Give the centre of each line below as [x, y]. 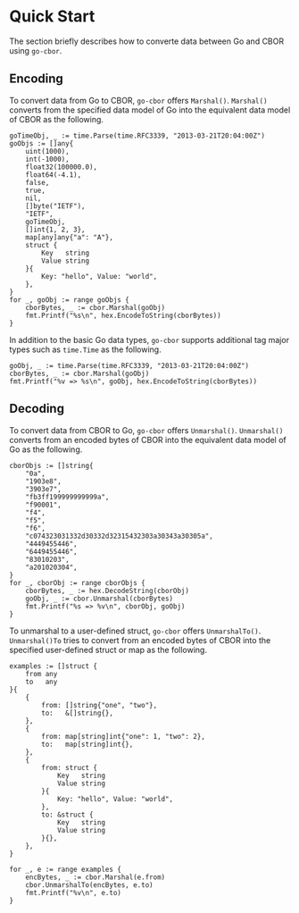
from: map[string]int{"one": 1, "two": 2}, [123, 736]
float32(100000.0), [62, 167]
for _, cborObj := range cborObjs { [77, 582]
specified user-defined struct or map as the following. [108, 649]
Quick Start [52, 17]
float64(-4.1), [54, 175]
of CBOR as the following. [57, 119]
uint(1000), [47, 151]
